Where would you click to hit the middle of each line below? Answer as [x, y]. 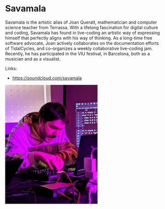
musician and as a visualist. [33, 59]
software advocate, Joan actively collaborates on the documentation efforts [82, 43]
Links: [11, 68]
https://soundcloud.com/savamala [47, 78]
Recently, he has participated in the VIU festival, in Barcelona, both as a [78, 53]
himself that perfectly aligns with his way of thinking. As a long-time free [79, 38]
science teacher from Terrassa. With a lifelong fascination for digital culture [82, 27]
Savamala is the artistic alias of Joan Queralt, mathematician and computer [81, 22]
